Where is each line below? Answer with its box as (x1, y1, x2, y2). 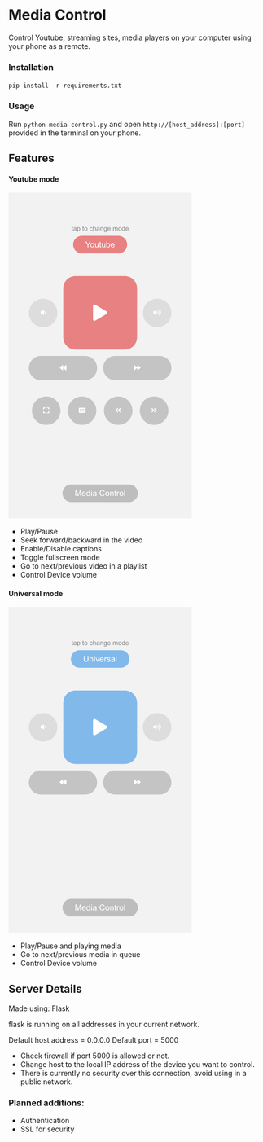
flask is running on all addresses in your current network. (8, 1020, 199, 1030)
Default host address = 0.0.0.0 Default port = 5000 (8, 1035, 179, 1045)
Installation (8, 61, 55, 72)
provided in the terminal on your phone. (8, 128, 141, 138)
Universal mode (8, 588, 64, 598)
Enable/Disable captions (20, 544, 102, 554)
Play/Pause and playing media (20, 941, 122, 951)
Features (8, 151, 55, 165)
